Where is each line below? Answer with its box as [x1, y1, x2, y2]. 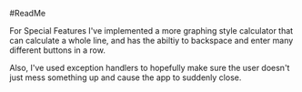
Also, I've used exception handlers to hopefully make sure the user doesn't [9, 63, 290, 73]
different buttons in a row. [9, 45, 106, 56]
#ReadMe [9, 8, 46, 18]
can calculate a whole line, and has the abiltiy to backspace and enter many [9, 36, 294, 46]
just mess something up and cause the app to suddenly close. [9, 72, 242, 83]
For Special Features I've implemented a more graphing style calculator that [9, 26, 294, 36]
